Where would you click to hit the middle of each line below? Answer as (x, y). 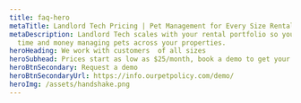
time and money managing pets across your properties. (122, 43)
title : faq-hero (39, 17)
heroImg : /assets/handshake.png (69, 84)
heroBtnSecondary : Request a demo (74, 68)
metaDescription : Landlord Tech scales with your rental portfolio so (144, 34)
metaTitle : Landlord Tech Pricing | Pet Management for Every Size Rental (152, 26)
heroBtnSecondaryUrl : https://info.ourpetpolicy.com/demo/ (122, 76)
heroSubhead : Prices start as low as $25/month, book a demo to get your (150, 59)
